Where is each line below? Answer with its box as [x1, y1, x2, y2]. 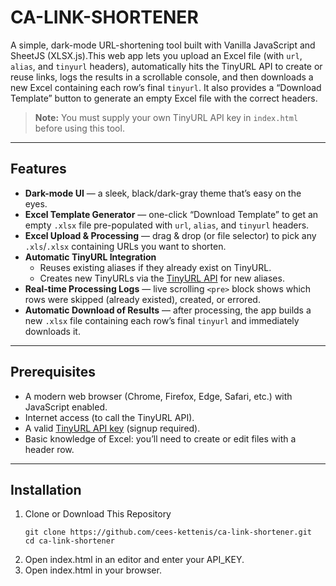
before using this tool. [34, 122, 125, 134]
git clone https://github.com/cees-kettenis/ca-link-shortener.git [24, 527, 312, 538]
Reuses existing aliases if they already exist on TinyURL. [39, 261, 272, 273]
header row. [24, 443, 75, 455]
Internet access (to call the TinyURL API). [24, 411, 195, 423]
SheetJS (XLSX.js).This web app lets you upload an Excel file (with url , [10, 49, 303, 61]
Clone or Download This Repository [24, 508, 172, 520]
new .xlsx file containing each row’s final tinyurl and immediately [24, 314, 300, 326]
